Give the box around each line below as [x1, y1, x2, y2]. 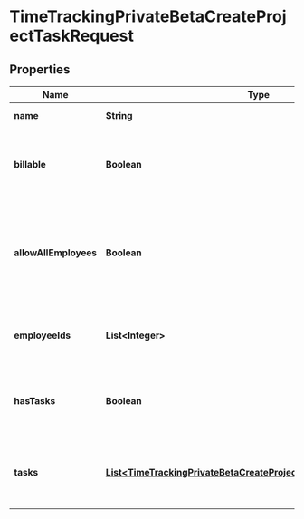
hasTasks [14, 395, 56, 407]
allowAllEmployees [14, 246, 98, 259]
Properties [9, 62, 71, 77]
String [105, 110, 133, 121]
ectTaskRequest [9, 25, 134, 46]
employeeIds [14, 329, 71, 341]
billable [14, 159, 47, 170]
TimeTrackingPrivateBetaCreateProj [9, 6, 287, 27]
